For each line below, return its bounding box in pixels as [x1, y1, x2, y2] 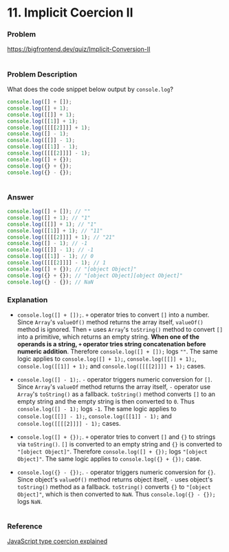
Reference [7, 522, 43, 531]
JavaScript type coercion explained [7, 537, 108, 546]
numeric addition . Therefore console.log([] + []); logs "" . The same [17, 347, 218, 355]
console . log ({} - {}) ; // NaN [7, 278, 94, 286]
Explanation [7, 295, 48, 304]
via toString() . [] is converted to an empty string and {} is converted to [17, 440, 222, 448]
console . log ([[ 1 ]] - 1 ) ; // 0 [7, 253, 94, 260]
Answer [7, 192, 34, 201]
